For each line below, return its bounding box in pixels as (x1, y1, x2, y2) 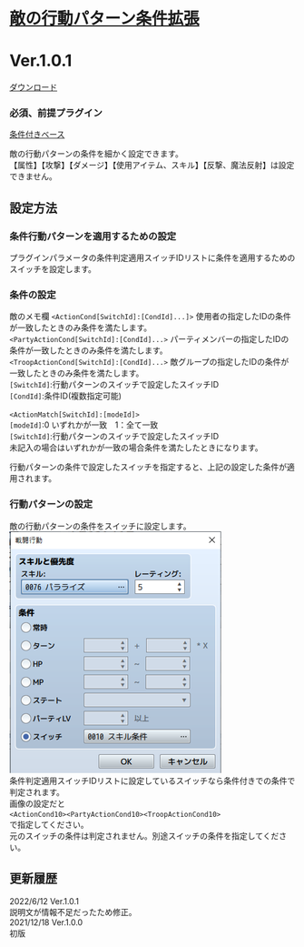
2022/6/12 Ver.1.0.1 (9, 895, 80, 906)
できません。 (9, 171, 57, 182)
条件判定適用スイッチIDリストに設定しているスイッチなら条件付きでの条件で (9, 775, 296, 786)
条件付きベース (9, 129, 65, 140)
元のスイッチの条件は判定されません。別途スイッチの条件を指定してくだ (9, 830, 279, 841)
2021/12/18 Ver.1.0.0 (9, 916, 83, 928)
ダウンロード (9, 82, 57, 93)
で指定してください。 (9, 819, 89, 830)
